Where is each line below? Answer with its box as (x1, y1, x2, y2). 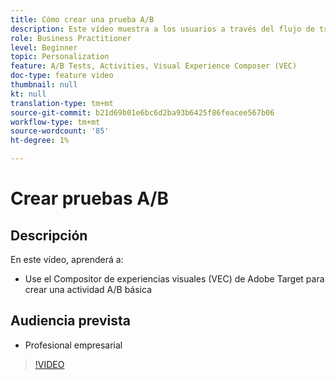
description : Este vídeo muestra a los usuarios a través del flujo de (10, 24, 315, 34)
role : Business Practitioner (10, 33, 132, 43)
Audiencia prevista (10, 312, 131, 330)
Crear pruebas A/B (10, 187, 169, 210)
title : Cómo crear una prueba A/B (10, 14, 155, 25)
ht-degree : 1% (10, 136, 70, 146)
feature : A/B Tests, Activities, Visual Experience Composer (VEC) (10, 61, 298, 71)
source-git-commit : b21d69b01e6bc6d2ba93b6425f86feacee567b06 (10, 107, 275, 118)
